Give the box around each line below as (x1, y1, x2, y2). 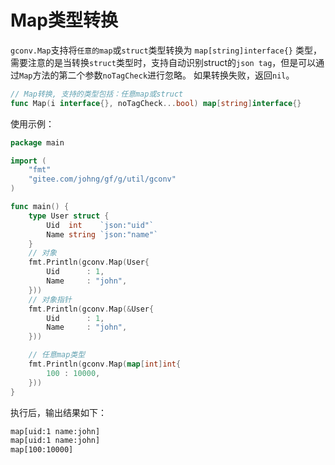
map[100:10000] (10, 445, 74, 455)
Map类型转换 (10, 9, 118, 32)
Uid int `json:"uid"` (46, 220, 155, 230)
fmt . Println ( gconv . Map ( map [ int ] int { (28, 359, 182, 370)
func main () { (10, 202, 70, 212)
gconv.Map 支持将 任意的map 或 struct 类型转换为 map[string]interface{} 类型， (10, 44, 322, 56)
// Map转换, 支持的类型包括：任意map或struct (10, 89, 184, 99)
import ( (10, 156, 47, 166)
